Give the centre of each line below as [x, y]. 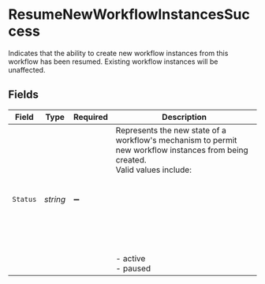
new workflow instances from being [182, 150]
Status [24, 199]
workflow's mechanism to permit [176, 140]
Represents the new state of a [171, 130]
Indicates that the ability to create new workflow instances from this [118, 53]
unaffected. [27, 69]
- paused [133, 268]
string [55, 199]
